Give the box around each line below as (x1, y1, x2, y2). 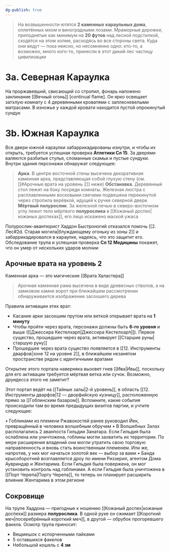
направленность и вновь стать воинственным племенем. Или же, (5, 445, 149, 451)
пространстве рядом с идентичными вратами (12, 356, 113, 362)
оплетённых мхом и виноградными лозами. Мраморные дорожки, (17, 26, 163, 33)
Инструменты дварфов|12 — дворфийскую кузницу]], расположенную (5, 392, 158, 398)
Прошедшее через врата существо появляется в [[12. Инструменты (12, 345, 161, 351)
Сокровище (5, 492, 45, 500)
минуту (12, 318, 30, 324)
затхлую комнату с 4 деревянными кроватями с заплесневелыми (5, 99, 149, 105)
